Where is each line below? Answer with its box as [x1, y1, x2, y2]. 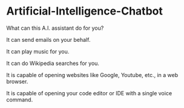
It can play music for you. [6, 47, 70, 55]
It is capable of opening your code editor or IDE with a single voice [6, 89, 172, 96]
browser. [6, 78, 28, 85]
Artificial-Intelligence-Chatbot [6, 4, 163, 18]
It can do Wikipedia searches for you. [6, 59, 100, 67]
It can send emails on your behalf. [6, 36, 91, 43]
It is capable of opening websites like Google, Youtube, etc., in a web [6, 71, 179, 78]
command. [6, 96, 33, 103]
